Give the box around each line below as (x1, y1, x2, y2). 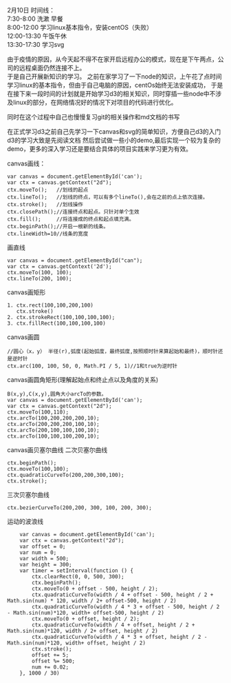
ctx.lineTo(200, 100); (7, 275, 72, 282)
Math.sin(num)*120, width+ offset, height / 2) (7, 640, 146, 646)
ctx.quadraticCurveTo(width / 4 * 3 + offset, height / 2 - (32, 633, 208, 640)
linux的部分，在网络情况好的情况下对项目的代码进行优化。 (12, 99, 177, 106)
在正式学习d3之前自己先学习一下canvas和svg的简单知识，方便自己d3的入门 (7, 128, 221, 136)
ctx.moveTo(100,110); (7, 409, 69, 416)
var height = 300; (19, 561, 72, 568)
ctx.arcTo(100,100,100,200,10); (7, 433, 100, 440)
